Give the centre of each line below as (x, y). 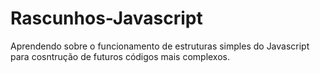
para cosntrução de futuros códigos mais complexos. (120, 56)
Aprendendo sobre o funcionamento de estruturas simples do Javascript (160, 46)
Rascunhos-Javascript (106, 18)
